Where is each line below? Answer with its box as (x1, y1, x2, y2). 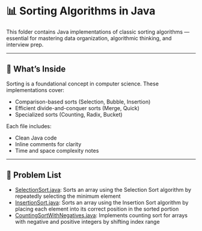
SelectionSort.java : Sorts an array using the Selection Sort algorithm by (14, 186, 191, 193)
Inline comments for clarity (14, 140, 82, 147)
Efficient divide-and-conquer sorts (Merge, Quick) (14, 104, 140, 111)
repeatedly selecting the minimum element (14, 192, 121, 200)
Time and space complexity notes (14, 147, 99, 154)
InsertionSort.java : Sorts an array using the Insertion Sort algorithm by (14, 199, 189, 206)
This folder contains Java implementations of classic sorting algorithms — (6, 28, 190, 35)
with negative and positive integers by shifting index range (14, 218, 161, 225)
